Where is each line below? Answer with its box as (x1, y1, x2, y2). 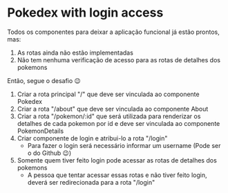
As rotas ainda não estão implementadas (17, 48, 133, 57)
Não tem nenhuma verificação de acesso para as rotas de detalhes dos (17, 55, 221, 64)
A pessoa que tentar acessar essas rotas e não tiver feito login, (27, 171, 207, 179)
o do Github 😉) (27, 149, 72, 157)
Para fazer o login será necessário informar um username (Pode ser (27, 141, 221, 149)
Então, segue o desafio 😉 (7, 76, 81, 84)
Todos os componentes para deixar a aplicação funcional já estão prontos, (7, 28, 220, 36)
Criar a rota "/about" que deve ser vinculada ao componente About (17, 104, 209, 113)
